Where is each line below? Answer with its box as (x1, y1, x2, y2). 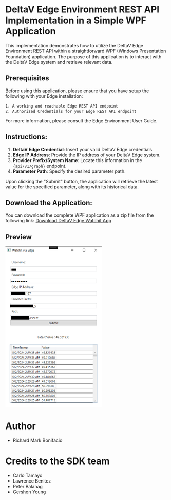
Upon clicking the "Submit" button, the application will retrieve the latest (5, 178, 158, 184)
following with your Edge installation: (5, 93, 83, 99)
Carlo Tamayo (12, 472, 43, 478)
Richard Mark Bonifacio (12, 437, 63, 443)
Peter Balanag (12, 483, 43, 489)
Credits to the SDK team (5, 455, 110, 467)
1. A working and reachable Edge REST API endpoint (5, 103, 118, 109)
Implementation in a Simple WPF (5, 14, 146, 26)
